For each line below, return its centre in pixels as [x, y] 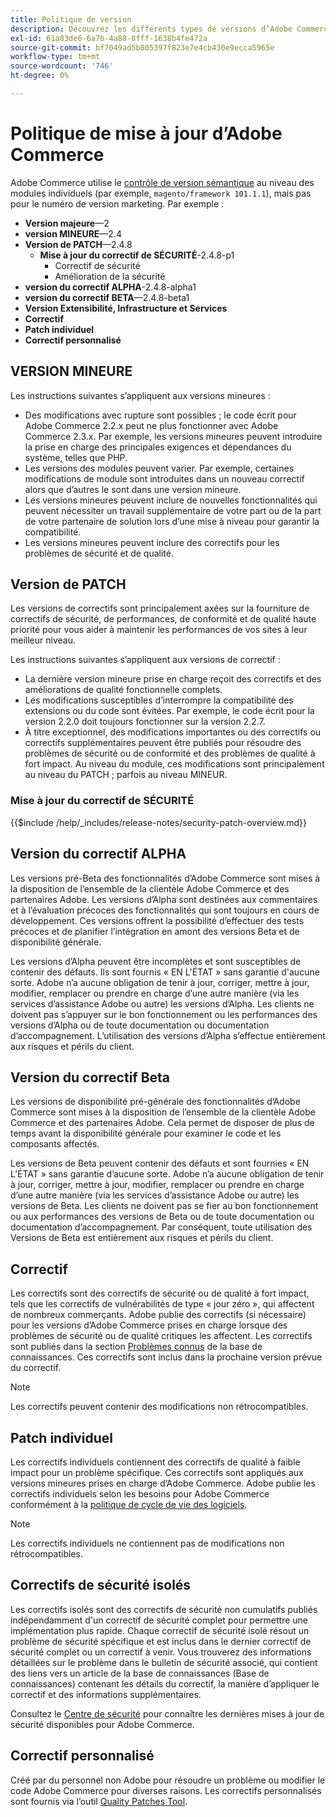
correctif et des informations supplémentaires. [106, 1694]
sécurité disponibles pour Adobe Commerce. [102, 1724]
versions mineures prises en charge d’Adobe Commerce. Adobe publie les [163, 1483]
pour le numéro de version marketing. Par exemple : [117, 203]
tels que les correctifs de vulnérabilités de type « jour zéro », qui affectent [162, 1304]
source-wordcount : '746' [62, 66]
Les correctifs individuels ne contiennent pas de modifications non [147, 1543]
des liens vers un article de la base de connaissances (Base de [140, 1673]
